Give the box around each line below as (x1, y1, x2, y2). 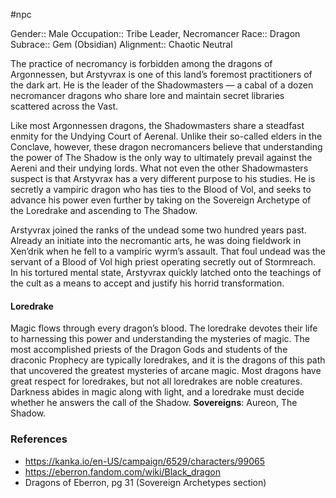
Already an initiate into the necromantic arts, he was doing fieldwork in (10, 235, 302, 246)
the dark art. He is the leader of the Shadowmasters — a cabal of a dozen (10, 79, 314, 91)
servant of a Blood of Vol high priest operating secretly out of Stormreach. (10, 256, 317, 268)
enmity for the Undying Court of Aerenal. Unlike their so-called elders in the (10, 130, 323, 142)
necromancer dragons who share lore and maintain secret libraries (10, 90, 285, 101)
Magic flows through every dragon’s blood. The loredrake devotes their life (10, 322, 318, 334)
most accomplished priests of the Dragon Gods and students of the (10, 344, 288, 356)
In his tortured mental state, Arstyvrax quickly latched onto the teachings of (10, 267, 322, 278)
